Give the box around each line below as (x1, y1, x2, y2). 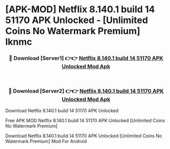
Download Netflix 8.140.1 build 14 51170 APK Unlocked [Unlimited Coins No (5, 133, 162, 139)
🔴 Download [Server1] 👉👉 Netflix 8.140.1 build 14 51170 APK (9, 55, 163, 62)
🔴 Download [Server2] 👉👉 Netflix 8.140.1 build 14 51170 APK (8, 88, 164, 95)
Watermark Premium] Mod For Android (5, 138, 87, 144)
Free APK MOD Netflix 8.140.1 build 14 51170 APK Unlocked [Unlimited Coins (5, 117, 165, 123)
